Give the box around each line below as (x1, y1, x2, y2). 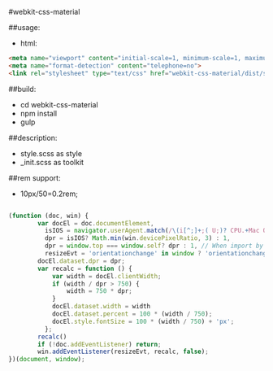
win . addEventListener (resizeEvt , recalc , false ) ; (37, 347, 209, 356)
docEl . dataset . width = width (51, 303, 151, 311)
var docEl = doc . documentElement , (37, 219, 154, 227)
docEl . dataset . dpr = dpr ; (37, 256, 126, 265)
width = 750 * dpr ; (66, 287, 132, 295)
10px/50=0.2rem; (19, 189, 79, 199)
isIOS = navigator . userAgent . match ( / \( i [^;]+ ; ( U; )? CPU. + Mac (44, 227, 260, 235)
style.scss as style (19, 148, 83, 158)
